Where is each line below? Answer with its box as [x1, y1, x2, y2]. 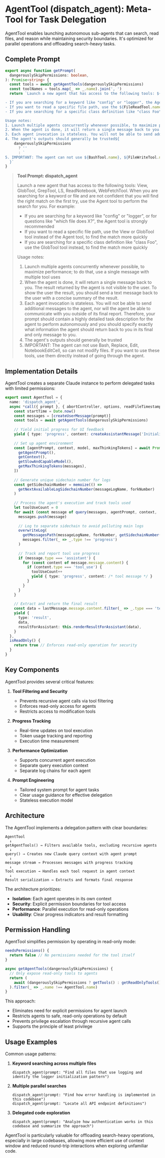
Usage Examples [5, 1038, 57, 1046]
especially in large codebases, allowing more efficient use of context [5, 1138, 144, 1144]
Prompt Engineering [12, 777, 55, 783]
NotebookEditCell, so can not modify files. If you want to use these [24, 347, 160, 353]
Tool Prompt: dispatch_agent [17, 173, 78, 179]
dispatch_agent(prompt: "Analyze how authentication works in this [12, 1119, 153, 1124]
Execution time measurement [19, 738, 79, 744]
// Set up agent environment [14, 441, 74, 446]
